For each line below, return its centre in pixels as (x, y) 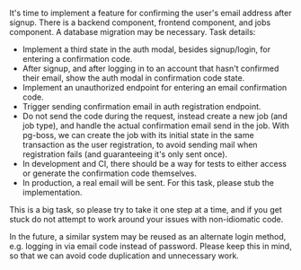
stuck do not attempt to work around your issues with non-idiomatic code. (146, 219)
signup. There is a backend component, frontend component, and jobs (140, 22)
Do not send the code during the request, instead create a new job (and (155, 116)
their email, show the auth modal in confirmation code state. (133, 78)
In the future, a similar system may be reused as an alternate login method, (148, 236)
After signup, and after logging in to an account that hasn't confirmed (150, 68)
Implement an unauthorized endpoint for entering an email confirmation (155, 87)
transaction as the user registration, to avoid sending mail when (140, 144)
